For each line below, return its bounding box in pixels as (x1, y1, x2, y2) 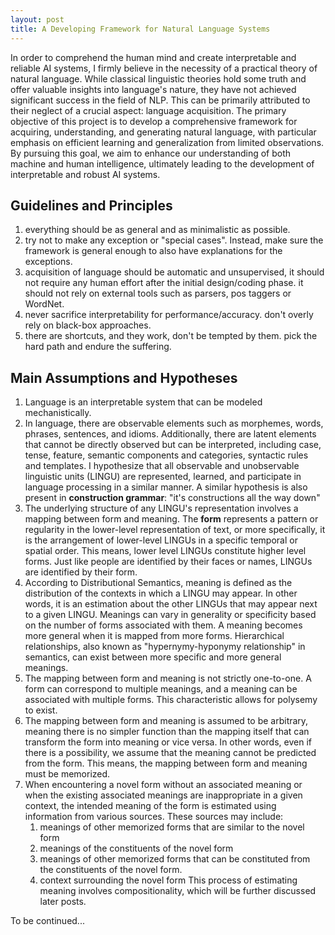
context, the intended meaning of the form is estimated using (24, 800, 277, 812)
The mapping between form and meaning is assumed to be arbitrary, (24, 715, 309, 727)
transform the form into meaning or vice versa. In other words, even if (24, 736, 312, 748)
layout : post (10, 14, 65, 25)
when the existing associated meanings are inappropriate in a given (24, 789, 303, 801)
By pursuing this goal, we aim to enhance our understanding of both (10, 147, 292, 159)
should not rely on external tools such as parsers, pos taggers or (24, 287, 292, 300)
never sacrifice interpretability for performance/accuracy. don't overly (24, 309, 314, 321)
